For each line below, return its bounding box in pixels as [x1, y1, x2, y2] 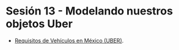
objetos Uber [5, 17, 73, 31]
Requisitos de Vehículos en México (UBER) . [14, 37, 124, 44]
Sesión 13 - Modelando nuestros [5, 4, 174, 18]
